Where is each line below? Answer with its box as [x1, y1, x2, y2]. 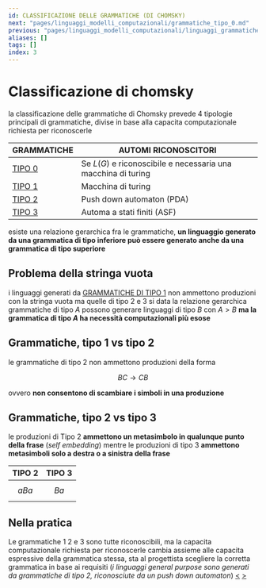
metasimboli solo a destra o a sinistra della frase [8, 449, 170, 459]
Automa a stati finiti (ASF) [81, 206, 177, 217]
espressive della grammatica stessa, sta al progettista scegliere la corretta [8, 554, 251, 563]
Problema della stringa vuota [8, 267, 154, 280]
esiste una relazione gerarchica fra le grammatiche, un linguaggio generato [8, 227, 256, 236]
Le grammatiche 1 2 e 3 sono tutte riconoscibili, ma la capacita [8, 537, 212, 547]
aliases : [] [8, 33, 47, 42]
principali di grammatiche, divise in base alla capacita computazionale [8, 117, 237, 127]
